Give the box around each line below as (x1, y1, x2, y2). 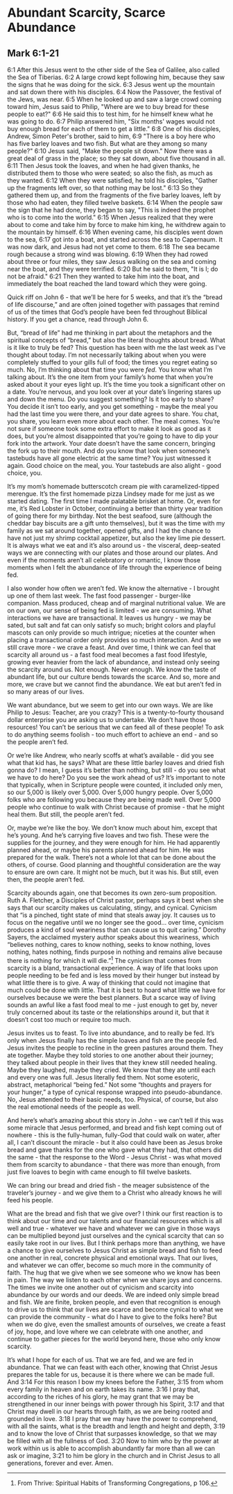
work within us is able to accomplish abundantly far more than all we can (7, 1444, 215, 1452)
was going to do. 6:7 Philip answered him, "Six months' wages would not (7, 117, 215, 126)
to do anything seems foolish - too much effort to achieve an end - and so (7, 730, 218, 739)
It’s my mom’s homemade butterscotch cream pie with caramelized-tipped (7, 482, 220, 490)
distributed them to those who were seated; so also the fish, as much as (7, 169, 213, 177)
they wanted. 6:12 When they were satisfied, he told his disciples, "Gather (7, 176, 218, 185)
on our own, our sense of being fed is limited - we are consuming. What (7, 606, 212, 614)
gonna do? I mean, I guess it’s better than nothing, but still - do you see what (7, 766, 226, 774)
